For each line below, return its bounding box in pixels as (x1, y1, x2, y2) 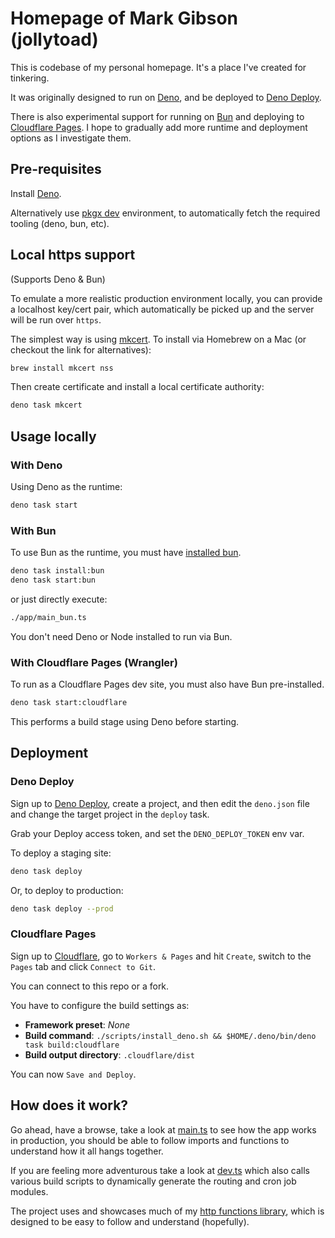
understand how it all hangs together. (10, 1145, 164, 1157)
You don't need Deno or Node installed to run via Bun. (10, 630, 233, 642)
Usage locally (10, 428, 97, 445)
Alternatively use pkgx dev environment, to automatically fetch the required (10, 207, 321, 219)
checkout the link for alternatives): (10, 343, 152, 356)
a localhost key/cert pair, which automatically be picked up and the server (10, 303, 315, 315)
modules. (10, 1185, 49, 1197)
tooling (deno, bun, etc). (10, 217, 110, 229)
